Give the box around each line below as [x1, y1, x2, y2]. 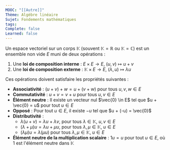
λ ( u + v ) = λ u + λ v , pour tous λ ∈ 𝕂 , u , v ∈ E [20, 118, 116, 125]
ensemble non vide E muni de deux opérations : [5, 51, 106, 57]
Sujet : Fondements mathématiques [5, 17, 77, 22]
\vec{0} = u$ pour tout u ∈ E [12, 102, 74, 108]
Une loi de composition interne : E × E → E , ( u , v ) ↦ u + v [12, 61, 134, 67]
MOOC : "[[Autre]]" [5, 7, 44, 13]
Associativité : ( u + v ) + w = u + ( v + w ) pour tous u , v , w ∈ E [12, 86, 141, 92]
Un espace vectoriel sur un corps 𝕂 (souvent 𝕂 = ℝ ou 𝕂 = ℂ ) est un [5, 45, 150, 51]
